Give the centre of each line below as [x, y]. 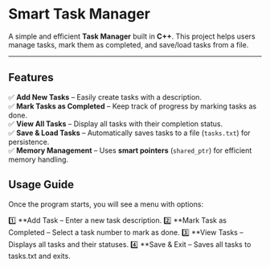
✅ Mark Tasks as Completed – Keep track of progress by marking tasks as [133, 106]
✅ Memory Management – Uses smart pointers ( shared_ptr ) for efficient [130, 150]
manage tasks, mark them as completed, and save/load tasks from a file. [129, 44]
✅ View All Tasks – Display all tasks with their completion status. [116, 123]
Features [31, 78]
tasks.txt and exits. [39, 256]
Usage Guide [41, 185]
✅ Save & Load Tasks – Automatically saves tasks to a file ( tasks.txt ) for [129, 133]
